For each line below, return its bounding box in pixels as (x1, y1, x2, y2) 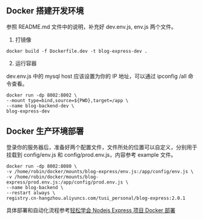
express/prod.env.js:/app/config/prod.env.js (6, 179, 123, 185)
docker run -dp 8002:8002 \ (6, 92, 78, 98)
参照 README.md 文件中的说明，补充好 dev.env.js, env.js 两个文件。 (6, 23, 177, 30)
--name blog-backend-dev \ (6, 103, 75, 109)
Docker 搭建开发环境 (6, 5, 84, 16)
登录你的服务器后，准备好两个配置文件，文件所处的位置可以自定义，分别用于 (6, 143, 198, 151)
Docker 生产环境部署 (6, 126, 84, 137)
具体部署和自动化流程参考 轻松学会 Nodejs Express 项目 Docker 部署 (6, 206, 176, 214)
